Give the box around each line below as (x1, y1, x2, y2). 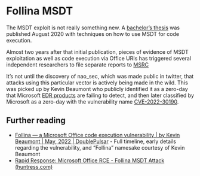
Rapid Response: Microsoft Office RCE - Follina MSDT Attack (14, 157, 165, 164)
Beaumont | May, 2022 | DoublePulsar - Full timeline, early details (14, 138, 176, 145)
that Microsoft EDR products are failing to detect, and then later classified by (6, 92, 195, 99)
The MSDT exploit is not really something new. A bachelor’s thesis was (6, 24, 180, 31)
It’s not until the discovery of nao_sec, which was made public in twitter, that (6, 72, 194, 80)
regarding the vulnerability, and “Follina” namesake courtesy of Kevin (14, 144, 185, 151)
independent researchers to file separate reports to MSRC (6, 61, 149, 68)
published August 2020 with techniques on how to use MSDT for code (6, 30, 180, 37)
